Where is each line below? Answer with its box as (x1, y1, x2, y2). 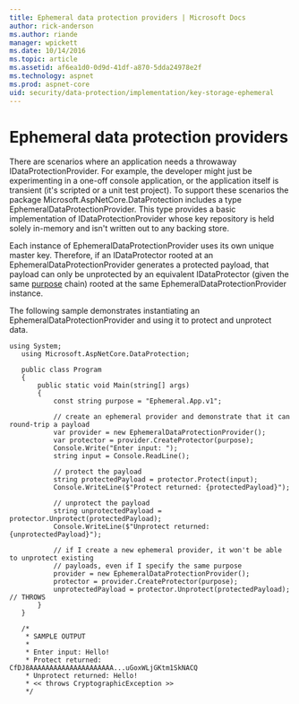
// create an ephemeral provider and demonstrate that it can (53, 413, 291, 422)
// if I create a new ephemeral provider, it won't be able (53, 546, 282, 555)
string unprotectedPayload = (53, 507, 163, 516)
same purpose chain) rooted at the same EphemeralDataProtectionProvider (9, 279, 286, 290)
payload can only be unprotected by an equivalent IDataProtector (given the (9, 269, 289, 280)
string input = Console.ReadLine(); (53, 452, 191, 461)
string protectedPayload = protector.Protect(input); (53, 475, 258, 484)
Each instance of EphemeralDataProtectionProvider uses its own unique (9, 240, 275, 251)
